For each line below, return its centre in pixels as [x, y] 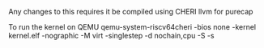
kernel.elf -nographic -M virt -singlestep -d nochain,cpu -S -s [111, 36]
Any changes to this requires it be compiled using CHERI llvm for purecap [131, 12]
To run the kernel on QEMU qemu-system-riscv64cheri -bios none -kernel [132, 27]
